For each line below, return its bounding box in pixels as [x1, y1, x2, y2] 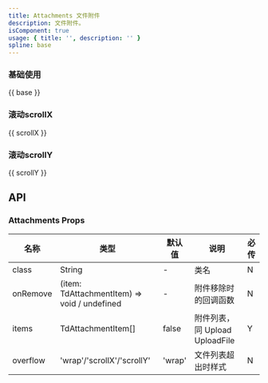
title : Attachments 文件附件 [8, 11, 100, 20]
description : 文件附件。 [8, 19, 85, 27]
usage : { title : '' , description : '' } [8, 34, 141, 42]
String [59, 264, 83, 275]
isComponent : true [8, 26, 69, 34]
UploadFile [194, 334, 235, 345]
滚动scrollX [8, 109, 53, 120]
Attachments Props [8, 215, 85, 226]
